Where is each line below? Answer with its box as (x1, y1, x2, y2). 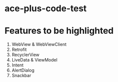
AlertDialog (11, 67, 35, 73)
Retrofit (11, 47, 27, 53)
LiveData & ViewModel (11, 57, 57, 63)
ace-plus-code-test (4, 3, 87, 14)
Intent (11, 62, 24, 68)
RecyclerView (11, 52, 40, 58)
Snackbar (11, 73, 31, 79)
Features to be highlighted (4, 25, 114, 37)
